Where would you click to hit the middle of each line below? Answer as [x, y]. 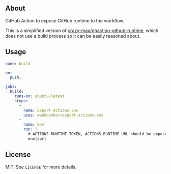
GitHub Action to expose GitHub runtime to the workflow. [65, 20]
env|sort [37, 139]
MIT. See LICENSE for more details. [41, 167]
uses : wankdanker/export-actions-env [63, 115]
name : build [18, 64]
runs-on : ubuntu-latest [40, 96]
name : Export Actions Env [51, 110]
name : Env [34, 125]
